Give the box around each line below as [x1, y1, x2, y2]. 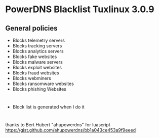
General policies [5, 24, 58, 33]
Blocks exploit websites [12, 65, 62, 70]
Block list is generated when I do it [12, 104, 85, 110]
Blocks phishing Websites [12, 86, 67, 92]
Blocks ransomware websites [12, 80, 74, 87]
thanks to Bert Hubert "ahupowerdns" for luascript [5, 122, 110, 128]
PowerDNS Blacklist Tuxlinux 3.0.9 [5, 4, 154, 15]
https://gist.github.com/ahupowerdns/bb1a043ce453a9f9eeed [5, 127, 136, 133]
